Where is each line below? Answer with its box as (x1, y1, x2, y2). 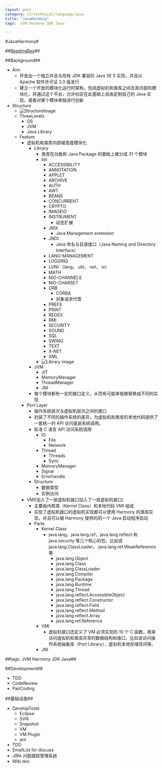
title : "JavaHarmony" (5, 16, 49, 21)
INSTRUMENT (48, 214, 77, 220)
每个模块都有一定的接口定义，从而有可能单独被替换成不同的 (34, 391, 154, 396)
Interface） (56, 248, 79, 254)
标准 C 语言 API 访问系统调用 (34, 426, 92, 432)
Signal (41, 468, 54, 474)
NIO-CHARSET (48, 280, 79, 286)
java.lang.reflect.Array (56, 613, 101, 619)
